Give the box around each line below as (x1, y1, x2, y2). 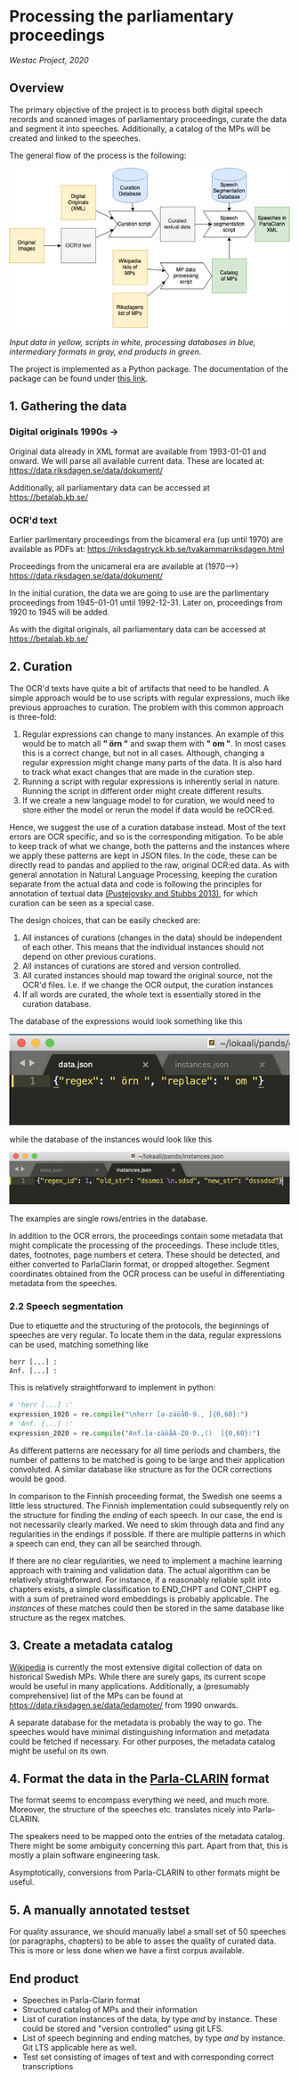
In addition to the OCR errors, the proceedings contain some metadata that (9, 1231, 283, 1241)
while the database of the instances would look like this (9, 1134, 212, 1144)
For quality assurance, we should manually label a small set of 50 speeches (9, 1927, 287, 1937)
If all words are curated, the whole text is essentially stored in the (21, 988, 261, 1000)
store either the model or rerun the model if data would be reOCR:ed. (21, 805, 275, 815)
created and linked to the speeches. (9, 132, 141, 144)
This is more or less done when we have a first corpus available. (9, 1945, 245, 1956)
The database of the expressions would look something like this (9, 1015, 243, 1027)
